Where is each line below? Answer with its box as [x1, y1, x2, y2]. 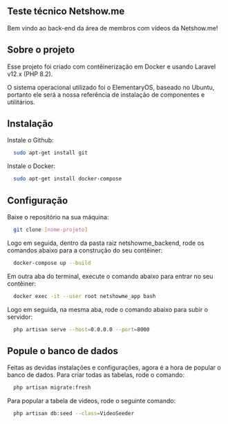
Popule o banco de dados [7, 345, 119, 357]
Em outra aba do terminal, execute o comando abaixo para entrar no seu [7, 272, 213, 280]
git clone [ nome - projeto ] [13, 226, 88, 233]
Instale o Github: [7, 136, 54, 145]
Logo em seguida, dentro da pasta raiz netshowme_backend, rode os [7, 239, 205, 247]
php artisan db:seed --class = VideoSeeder [13, 410, 135, 417]
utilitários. [7, 98, 36, 106]
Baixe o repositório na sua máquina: [7, 213, 109, 221]
